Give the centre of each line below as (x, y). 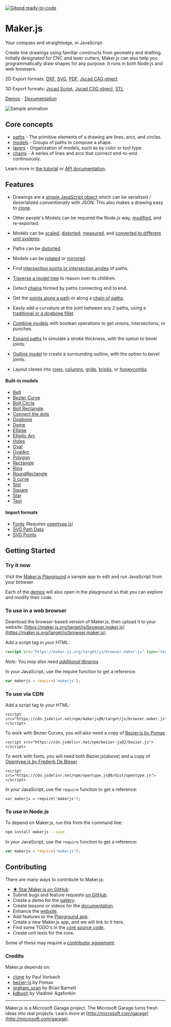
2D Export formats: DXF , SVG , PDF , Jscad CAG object (62, 79)
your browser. (20, 582)
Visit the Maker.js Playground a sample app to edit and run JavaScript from (84, 576)
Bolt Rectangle (28, 408)
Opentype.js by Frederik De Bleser (41, 761)
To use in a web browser (36, 610)
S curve (21, 479)
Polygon (21, 457)
